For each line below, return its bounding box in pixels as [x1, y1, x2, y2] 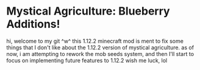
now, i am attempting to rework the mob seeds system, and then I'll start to [6, 50, 194, 57]
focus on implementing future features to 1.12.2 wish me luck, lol [6, 57, 168, 64]
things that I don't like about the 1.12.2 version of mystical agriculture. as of [6, 44, 194, 51]
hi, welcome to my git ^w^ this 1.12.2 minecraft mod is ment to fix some [6, 37, 184, 44]
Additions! [6, 17, 60, 31]
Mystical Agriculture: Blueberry [6, 4, 170, 18]
